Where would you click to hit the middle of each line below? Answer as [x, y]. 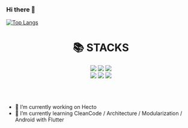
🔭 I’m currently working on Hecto [56, 107]
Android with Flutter [39, 120]
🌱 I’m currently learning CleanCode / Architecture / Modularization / [99, 114]
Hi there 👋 [21, 10]
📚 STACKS [101, 48]
